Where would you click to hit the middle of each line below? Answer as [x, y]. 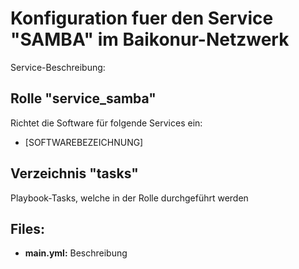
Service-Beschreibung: [58, 67]
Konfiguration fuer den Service [142, 18]
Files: [27, 228]
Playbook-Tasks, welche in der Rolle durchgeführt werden [129, 198]
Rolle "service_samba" [83, 98]
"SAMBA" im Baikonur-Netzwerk [150, 39]
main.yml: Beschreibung [76, 253]
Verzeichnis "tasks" [74, 173]
